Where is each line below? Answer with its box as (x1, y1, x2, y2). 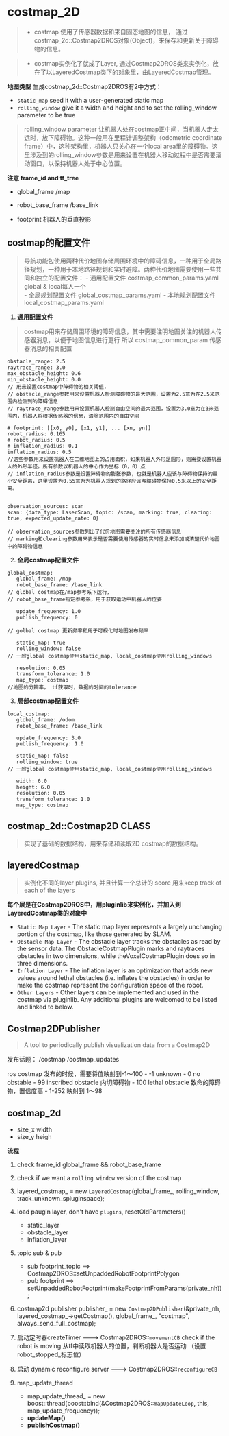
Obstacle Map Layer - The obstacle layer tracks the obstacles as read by (16, 937, 221, 946)
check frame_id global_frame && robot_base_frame (16, 1160, 161, 1169)
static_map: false (16, 752, 69, 759)
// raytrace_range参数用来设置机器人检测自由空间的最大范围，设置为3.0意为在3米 (7, 405, 214, 412)
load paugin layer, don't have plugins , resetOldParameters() (16, 1208, 186, 1216)
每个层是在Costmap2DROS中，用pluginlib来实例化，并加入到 (7, 900, 181, 909)
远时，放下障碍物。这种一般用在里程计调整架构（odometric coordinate (23, 133, 223, 141)
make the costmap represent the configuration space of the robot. (16, 981, 204, 990)
